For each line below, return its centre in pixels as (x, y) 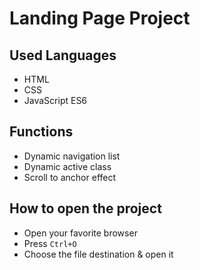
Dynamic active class (67, 166)
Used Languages (63, 55)
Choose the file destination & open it (98, 254)
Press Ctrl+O (50, 243)
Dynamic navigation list (72, 156)
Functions (41, 132)
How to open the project (85, 208)
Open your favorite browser (80, 233)
